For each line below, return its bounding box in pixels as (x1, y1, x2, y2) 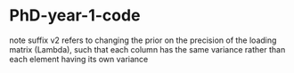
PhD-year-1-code (9, 5, 141, 26)
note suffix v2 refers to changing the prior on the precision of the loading (9, 35, 277, 45)
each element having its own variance (9, 53, 149, 64)
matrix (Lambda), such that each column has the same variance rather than (9, 44, 286, 54)
